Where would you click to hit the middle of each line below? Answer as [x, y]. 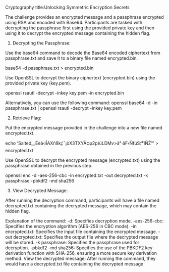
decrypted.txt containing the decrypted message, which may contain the [81, 206]
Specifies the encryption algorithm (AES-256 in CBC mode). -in [71, 226]
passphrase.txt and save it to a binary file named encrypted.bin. [72, 58]
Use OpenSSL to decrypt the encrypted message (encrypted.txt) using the [83, 160]
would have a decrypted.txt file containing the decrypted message [74, 264]
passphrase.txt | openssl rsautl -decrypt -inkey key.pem [64, 108]
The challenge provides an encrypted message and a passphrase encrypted [84, 17]
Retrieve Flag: [27, 118]
